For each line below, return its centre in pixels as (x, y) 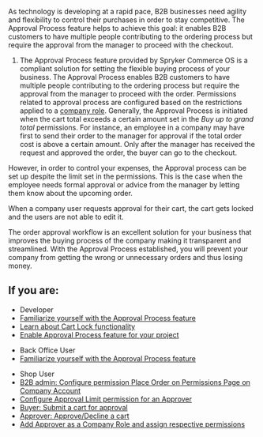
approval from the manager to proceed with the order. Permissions (128, 94)
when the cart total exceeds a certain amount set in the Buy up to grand (137, 119)
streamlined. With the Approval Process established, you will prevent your (128, 249)
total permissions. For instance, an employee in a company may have (132, 127)
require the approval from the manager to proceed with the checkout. (121, 45)
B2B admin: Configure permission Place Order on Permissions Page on (135, 382)
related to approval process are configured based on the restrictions (131, 102)
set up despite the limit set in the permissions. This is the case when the (126, 176)
